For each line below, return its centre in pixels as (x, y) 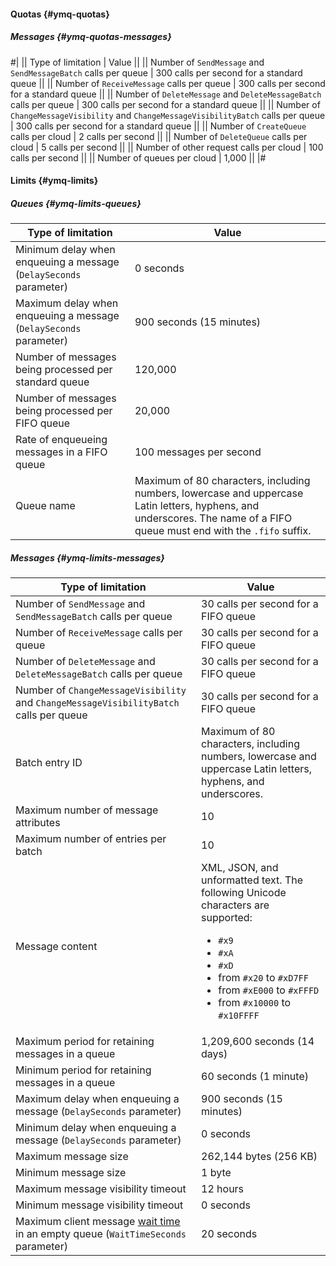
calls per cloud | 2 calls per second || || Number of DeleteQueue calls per (159, 136)
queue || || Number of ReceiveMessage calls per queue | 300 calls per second (168, 83)
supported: (227, 918)
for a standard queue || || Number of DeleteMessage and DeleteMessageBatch (166, 94)
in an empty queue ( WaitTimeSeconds (101, 1234)
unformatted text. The (252, 880)
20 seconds (229, 1234)
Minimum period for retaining (83, 1070)
